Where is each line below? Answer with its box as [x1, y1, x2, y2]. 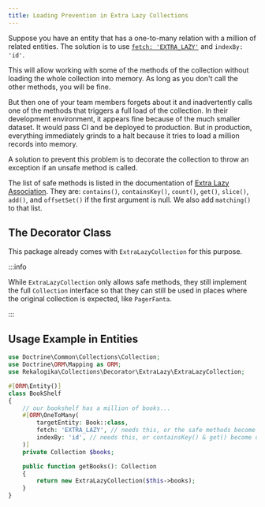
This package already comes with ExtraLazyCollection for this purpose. [8, 247, 243, 256]
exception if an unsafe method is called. [8, 162, 138, 172]
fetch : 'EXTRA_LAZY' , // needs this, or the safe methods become [36, 427, 256, 434]
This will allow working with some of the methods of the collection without [8, 65, 249, 75]
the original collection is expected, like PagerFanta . [8, 294, 172, 304]
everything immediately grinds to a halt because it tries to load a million [8, 131, 241, 140]
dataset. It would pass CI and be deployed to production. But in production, [8, 122, 252, 132]
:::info [8, 262, 27, 272]
